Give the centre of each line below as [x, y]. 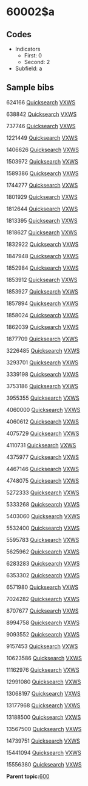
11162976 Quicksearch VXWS [43, 669]
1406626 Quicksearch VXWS [42, 150]
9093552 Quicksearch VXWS [43, 634]
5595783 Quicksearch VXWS [43, 539]
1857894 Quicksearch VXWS [42, 303]
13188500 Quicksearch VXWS [44, 717]
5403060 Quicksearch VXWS [43, 516]
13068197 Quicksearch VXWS [43, 693]
